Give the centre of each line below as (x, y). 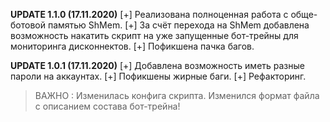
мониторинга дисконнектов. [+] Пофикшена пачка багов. (132, 46)
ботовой (28, 25)
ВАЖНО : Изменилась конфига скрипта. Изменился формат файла (177, 95)
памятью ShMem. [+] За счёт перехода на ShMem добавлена (178, 25)
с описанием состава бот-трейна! (107, 106)
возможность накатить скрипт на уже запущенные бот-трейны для (154, 35)
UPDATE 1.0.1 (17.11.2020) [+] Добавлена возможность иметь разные (157, 65)
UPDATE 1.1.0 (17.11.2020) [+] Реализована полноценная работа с (149, 14)
